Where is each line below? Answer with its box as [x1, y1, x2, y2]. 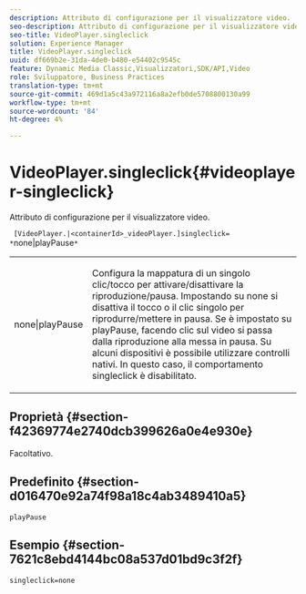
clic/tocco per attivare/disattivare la [92, 279, 244, 292]
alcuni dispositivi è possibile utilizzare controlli [92, 347, 290, 360]
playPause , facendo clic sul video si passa [92, 324, 273, 337]
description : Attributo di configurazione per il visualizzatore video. [9, 13, 291, 23]
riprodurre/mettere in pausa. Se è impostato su [92, 312, 292, 325]
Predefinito [9, 475, 75, 490]
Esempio [9, 538, 60, 553]
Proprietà [9, 409, 64, 425]
